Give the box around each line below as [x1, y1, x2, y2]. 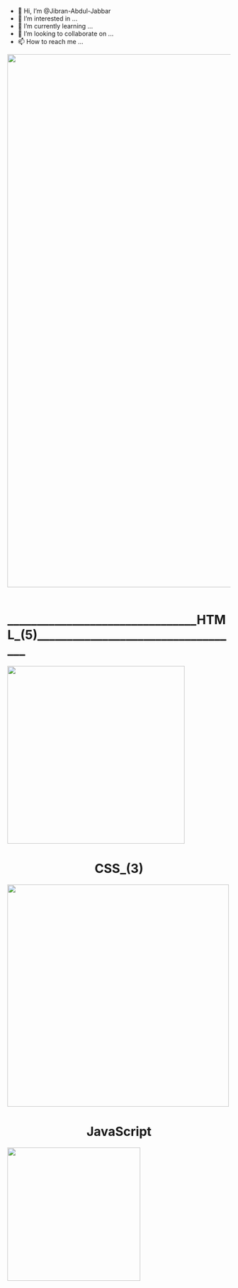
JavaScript [86, 1124, 152, 1140]
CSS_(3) [94, 861, 144, 877]
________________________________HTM [7, 612, 227, 628]
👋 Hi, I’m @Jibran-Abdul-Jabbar [17, 7, 111, 15]
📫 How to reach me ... [17, 38, 84, 45]
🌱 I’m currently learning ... [17, 22, 93, 30]
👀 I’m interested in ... [17, 14, 78, 23]
